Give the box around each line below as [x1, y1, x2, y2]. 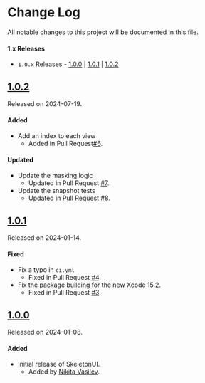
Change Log [7, 4, 80, 21]
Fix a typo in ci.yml [17, 266, 75, 274]
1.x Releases [7, 44, 45, 53]
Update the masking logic [17, 172, 93, 180]
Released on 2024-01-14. [7, 234, 82, 242]
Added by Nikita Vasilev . [28, 367, 100, 376]
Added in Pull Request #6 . [28, 140, 103, 148]
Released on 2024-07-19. [7, 99, 83, 107]
